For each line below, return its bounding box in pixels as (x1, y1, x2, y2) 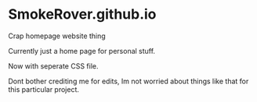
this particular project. (8, 84, 80, 94)
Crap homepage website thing (8, 31, 106, 40)
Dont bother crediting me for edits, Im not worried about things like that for (8, 76, 249, 86)
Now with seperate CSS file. (8, 61, 99, 71)
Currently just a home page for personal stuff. (8, 46, 155, 55)
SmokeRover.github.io (8, 5, 157, 23)
